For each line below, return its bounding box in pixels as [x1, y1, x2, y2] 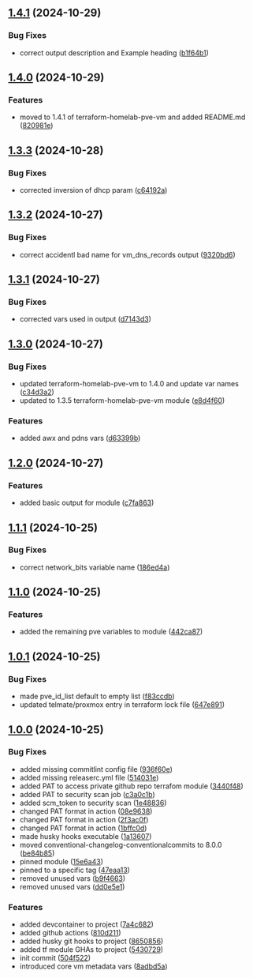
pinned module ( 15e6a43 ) [19, 856, 104, 866]
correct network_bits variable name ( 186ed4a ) [19, 562, 170, 572]
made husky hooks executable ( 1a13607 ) [19, 831, 152, 841]
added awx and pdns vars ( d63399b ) [19, 434, 141, 443]
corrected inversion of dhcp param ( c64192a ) [19, 186, 168, 195]
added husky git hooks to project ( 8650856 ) [19, 936, 164, 946]
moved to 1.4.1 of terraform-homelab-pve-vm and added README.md [19, 112, 246, 122]
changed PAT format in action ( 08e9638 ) [19, 806, 153, 816]
